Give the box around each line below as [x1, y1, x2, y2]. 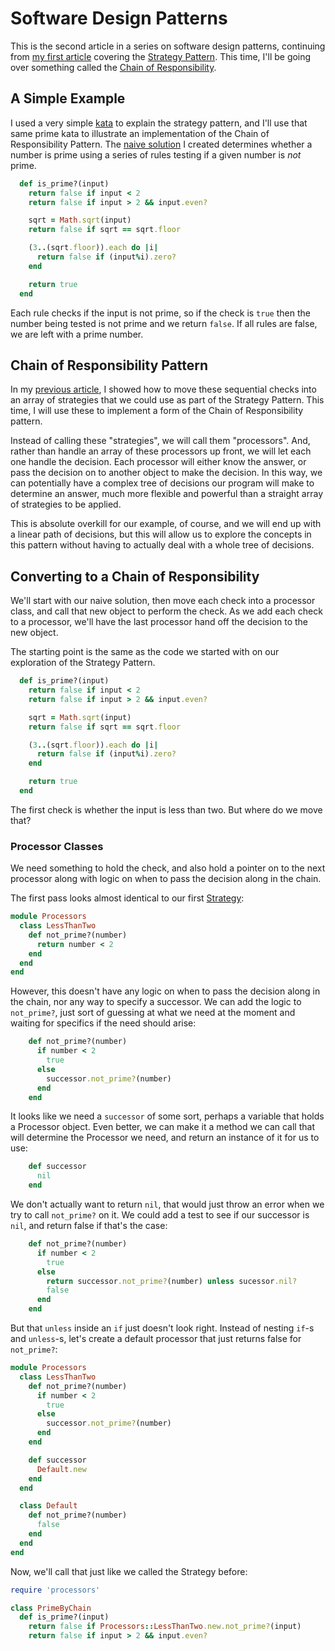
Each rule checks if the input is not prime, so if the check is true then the [10, 307, 311, 319]
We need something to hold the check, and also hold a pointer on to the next [10, 862, 326, 874]
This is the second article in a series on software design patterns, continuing [10, 40, 326, 52]
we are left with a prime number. [10, 328, 144, 340]
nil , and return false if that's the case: [10, 1220, 168, 1232]
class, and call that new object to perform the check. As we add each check [10, 605, 323, 617]
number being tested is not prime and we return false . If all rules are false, [10, 317, 318, 329]
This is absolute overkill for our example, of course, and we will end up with [10, 518, 322, 530]
